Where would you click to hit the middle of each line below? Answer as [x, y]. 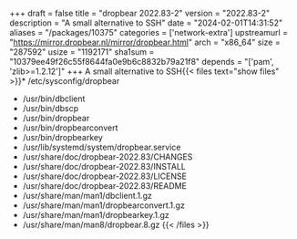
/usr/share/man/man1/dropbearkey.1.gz [96, 215]
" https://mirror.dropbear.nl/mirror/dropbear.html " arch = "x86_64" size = [145, 42]
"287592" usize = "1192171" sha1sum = [82, 52]
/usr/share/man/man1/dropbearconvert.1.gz [103, 205]
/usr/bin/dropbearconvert [70, 128]
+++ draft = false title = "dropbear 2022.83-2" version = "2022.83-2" [140, 13]
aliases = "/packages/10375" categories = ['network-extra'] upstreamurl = [149, 32]
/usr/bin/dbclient [54, 99]
